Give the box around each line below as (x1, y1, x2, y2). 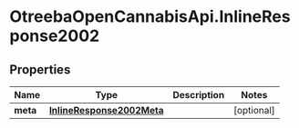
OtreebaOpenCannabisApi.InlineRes (9, 6, 291, 27)
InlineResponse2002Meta (48, 104, 164, 116)
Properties (9, 62, 71, 77)
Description (172, 89, 225, 101)
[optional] (232, 104, 275, 116)
